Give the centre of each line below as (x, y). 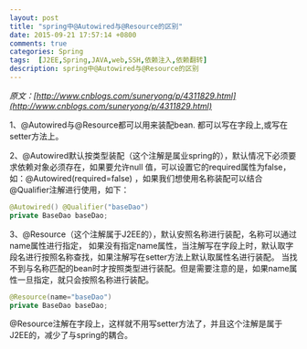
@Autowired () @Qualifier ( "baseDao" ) (79, 207)
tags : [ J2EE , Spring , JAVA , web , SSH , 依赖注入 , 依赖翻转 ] (108, 60)
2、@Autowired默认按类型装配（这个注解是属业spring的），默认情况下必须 (149, 155)
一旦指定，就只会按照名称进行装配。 (85, 280)
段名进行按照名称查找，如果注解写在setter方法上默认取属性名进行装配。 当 (149, 257)
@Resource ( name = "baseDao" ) (61, 297)
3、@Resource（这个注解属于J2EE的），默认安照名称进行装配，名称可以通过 (153, 234)
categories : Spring (47, 52)
